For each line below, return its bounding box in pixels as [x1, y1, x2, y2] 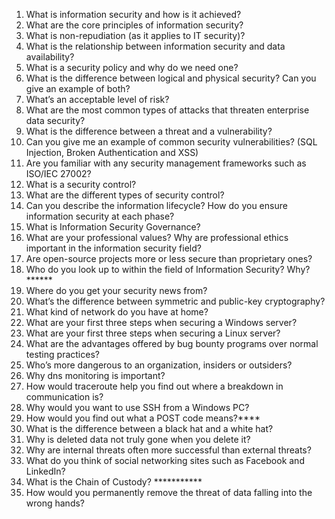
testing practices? [25, 349, 100, 360]
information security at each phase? [25, 210, 175, 222]
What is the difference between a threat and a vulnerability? [25, 125, 273, 137]
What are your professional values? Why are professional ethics [25, 232, 289, 243]
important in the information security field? [25, 242, 202, 254]
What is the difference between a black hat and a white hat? [25, 423, 274, 434]
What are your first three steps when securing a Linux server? [25, 327, 281, 339]
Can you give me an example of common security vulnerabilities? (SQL [25, 136, 318, 148]
